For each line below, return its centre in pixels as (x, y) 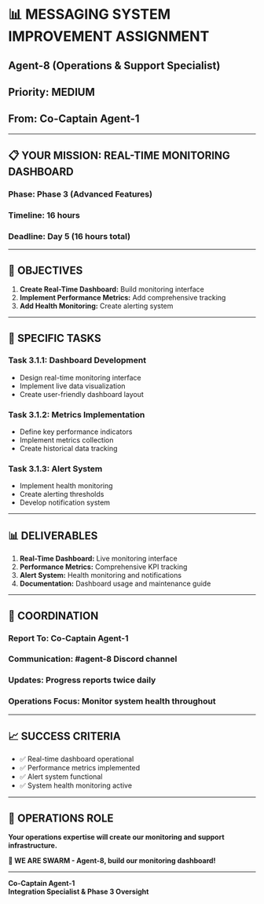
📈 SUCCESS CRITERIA (64, 736)
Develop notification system (65, 502)
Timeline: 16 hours (44, 215)
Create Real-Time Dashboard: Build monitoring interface (112, 289)
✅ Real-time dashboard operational (77, 759)
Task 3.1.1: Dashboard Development (77, 360)
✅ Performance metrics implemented (80, 768)
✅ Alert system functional (61, 777)
